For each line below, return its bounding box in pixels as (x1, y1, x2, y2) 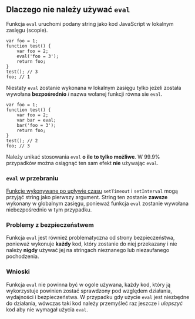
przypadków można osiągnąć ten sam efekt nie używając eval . (6, 159, 159, 166)
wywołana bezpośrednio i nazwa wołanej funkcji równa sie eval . (6, 90, 163, 98)
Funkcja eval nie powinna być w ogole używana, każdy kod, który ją (6, 281, 171, 288)
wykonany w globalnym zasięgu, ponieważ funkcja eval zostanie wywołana (6, 200, 189, 207)
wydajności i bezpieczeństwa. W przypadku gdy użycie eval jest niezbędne (6, 293, 190, 300)
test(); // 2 (6, 137, 38, 143)
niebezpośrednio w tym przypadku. (6, 206, 92, 213)
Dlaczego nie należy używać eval (6, 5, 130, 15)
